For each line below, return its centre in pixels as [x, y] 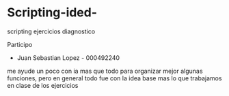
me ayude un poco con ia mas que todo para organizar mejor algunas [105, 71]
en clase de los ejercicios [43, 85]
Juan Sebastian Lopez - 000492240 [68, 58]
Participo [20, 44]
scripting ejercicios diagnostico [51, 31]
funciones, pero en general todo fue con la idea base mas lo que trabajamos [114, 78]
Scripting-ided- [52, 13]
